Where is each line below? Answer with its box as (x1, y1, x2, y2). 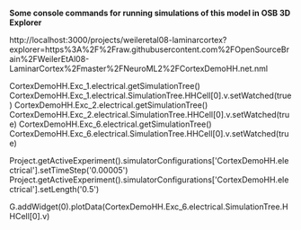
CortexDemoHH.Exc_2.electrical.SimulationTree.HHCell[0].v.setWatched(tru (9, 110, 290, 119)
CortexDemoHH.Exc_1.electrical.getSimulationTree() (9, 81, 200, 91)
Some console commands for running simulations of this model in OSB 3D (9, 8, 291, 18)
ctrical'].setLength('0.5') (9, 184, 100, 194)
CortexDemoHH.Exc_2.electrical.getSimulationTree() (14, 100, 208, 111)
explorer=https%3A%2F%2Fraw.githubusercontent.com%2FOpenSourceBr (9, 44, 290, 55)
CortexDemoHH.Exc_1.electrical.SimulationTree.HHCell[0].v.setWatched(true (9, 90, 292, 101)
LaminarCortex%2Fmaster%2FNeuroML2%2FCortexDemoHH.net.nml (9, 63, 268, 74)
